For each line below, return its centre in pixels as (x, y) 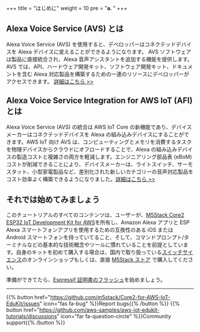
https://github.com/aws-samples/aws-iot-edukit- (99, 310)
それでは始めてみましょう (53, 200)
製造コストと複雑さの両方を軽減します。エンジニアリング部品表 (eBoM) (104, 157)
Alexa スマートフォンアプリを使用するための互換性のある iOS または (90, 230)
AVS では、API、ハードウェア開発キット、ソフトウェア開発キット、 (89, 66)
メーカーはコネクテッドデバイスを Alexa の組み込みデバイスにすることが (95, 134)
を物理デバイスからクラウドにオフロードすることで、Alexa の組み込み (92, 149)
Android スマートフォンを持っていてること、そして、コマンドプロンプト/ (95, 237)
